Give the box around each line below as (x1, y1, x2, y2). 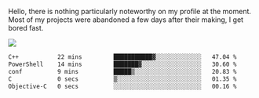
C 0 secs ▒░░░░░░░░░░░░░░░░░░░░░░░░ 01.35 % (8, 74, 237, 83)
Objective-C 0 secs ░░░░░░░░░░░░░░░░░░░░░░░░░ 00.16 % (8, 82, 237, 90)
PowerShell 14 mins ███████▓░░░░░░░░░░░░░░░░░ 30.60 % (8, 60, 237, 68)
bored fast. (8, 24, 44, 32)
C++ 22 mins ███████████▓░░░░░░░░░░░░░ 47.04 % (8, 53, 237, 61)
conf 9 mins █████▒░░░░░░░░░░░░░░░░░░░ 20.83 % (8, 67, 237, 75)
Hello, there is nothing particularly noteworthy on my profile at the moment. (8, 7, 252, 16)
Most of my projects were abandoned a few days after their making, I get (8, 15, 244, 24)
